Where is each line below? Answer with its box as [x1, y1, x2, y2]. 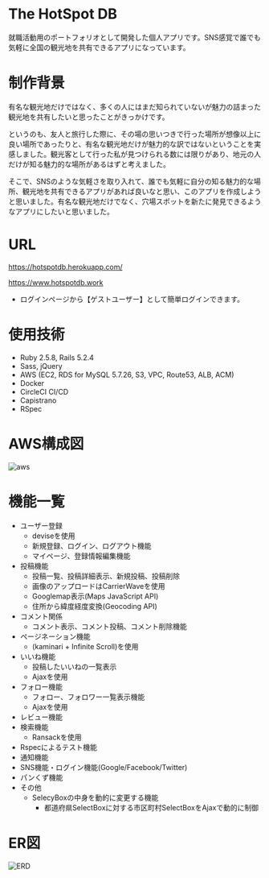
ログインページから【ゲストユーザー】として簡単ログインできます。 [19, 294, 245, 304]
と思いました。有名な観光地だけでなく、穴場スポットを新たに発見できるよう [8, 197, 262, 206]
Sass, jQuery [19, 361, 63, 371]
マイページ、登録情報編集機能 [31, 551, 131, 561]
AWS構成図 [8, 434, 84, 453]
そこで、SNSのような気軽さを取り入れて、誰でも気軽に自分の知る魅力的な [8, 176, 255, 186]
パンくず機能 [19, 772, 63, 782]
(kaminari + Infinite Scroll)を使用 [31, 641, 139, 651]
